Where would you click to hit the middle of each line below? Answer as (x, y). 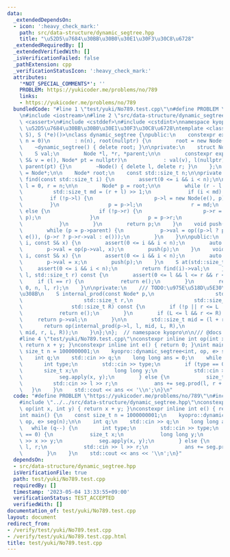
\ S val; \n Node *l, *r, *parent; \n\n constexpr (116, 154)
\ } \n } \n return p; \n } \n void (113, 224)
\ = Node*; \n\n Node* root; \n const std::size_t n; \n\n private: (122, 173)
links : (29, 97)
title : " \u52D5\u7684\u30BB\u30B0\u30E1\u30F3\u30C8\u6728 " (107, 39)
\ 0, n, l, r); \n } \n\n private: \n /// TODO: (93, 288)
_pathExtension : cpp (42, 64)
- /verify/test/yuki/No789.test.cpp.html (67, 536)
